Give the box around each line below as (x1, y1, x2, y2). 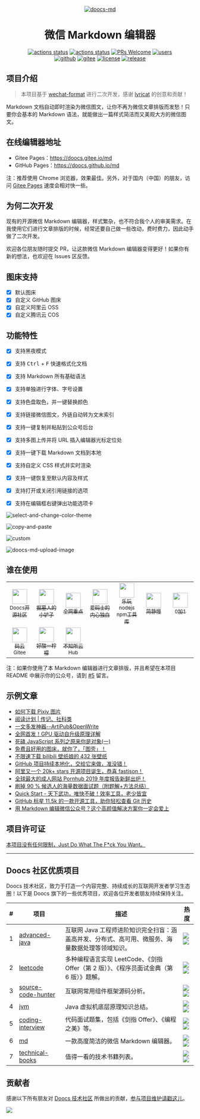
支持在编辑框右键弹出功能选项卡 (14, 500, 93, 507)
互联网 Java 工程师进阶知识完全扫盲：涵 (65, 926, 177, 934)
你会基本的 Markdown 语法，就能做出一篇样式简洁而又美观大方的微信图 (11, 110, 186, 117)
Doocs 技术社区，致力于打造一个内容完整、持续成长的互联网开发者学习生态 (6, 882, 190, 889)
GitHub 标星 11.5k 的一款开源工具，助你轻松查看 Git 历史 (14, 797, 152, 804)
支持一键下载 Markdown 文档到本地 (14, 449, 102, 456)
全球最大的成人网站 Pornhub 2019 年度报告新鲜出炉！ (14, 775, 146, 782)
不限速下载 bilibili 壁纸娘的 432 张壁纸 (14, 752, 108, 760)
